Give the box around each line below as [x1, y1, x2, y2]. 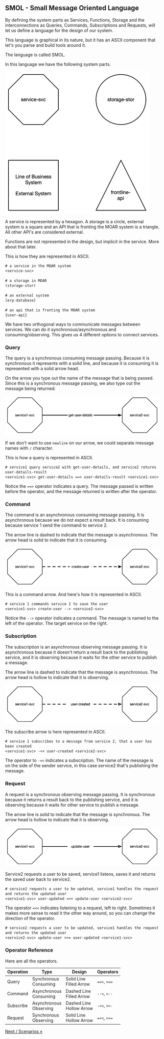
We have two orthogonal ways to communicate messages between [5, 321, 141, 327]
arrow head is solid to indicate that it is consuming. [5, 537, 108, 543]
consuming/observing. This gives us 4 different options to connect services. [5, 331, 159, 337]
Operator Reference [5, 947, 53, 953]
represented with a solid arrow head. [5, 366, 79, 372]
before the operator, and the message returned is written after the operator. [5, 489, 158, 495]
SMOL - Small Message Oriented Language [5, 4, 139, 12]
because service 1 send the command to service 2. [5, 522, 108, 528]
